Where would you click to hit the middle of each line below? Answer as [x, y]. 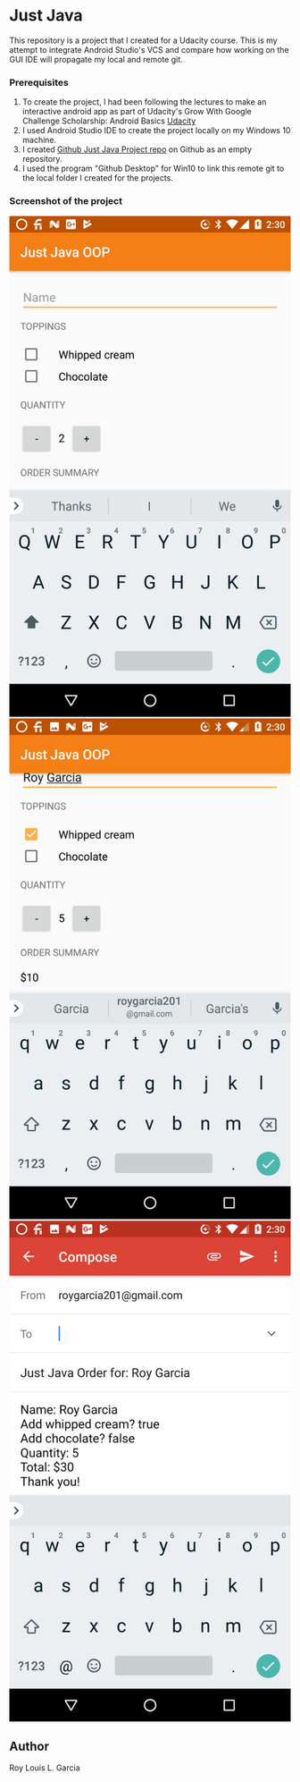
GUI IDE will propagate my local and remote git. [96, 59]
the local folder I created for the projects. [98, 178]
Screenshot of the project [66, 201]
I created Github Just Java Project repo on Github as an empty [137, 149]
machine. [39, 140]
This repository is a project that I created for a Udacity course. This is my [144, 40]
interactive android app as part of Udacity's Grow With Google [137, 112]
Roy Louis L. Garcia [45, 1768]
